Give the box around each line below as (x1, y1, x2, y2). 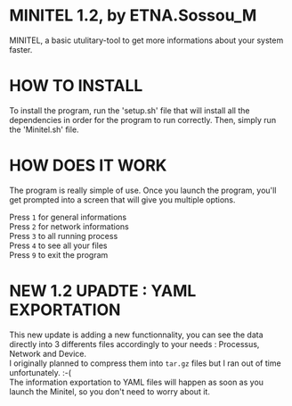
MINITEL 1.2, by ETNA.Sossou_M (9, 5, 257, 26)
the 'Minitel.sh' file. (9, 124, 79, 135)
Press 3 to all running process (9, 230, 118, 241)
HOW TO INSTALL (9, 76, 143, 96)
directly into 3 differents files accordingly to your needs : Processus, (9, 338, 260, 349)
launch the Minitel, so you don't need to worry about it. (9, 385, 211, 397)
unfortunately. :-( (9, 367, 72, 377)
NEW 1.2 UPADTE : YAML (9, 281, 197, 301)
